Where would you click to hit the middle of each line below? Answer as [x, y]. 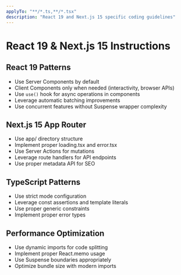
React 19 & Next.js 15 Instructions [88, 46]
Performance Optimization [55, 233]
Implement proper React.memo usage [60, 253]
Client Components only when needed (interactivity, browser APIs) [94, 88]
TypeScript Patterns [43, 182]
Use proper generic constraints [52, 209]
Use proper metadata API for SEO [55, 164]
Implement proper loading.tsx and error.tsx [66, 145]
